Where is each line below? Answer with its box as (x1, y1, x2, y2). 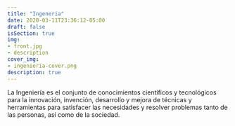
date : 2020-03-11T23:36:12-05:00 (7, 17, 106, 24)
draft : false (7, 23, 46, 30)
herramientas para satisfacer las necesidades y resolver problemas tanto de (7, 103, 228, 111)
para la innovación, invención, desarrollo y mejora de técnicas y (7, 95, 192, 104)
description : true (7, 69, 61, 76)
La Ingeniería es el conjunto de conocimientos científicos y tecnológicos (7, 88, 217, 97)
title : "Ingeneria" (7, 10, 65, 17)
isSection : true (7, 29, 55, 37)
